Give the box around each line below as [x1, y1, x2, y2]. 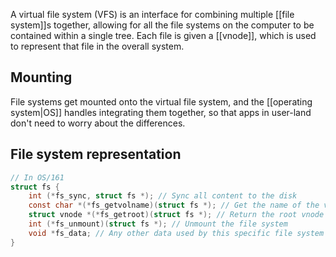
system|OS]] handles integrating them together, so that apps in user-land [10, 106, 312, 118]
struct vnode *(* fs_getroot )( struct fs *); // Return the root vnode [28, 210, 325, 220]
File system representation [10, 146, 182, 163]
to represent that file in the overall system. [10, 40, 185, 52]
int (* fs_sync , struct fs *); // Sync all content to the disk [28, 191, 298, 201]
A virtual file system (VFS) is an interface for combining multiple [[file [10, 9, 295, 20]
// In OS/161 [10, 172, 65, 183]
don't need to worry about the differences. [10, 117, 186, 129]
